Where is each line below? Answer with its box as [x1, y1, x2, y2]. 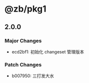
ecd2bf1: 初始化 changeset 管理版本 [11, 49, 84, 54]
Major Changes [4, 37, 42, 44]
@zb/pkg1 [4, 3, 47, 15]
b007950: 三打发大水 [11, 73, 54, 79]
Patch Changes [4, 61, 42, 68]
